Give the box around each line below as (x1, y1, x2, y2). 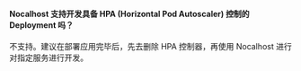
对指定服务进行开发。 (9, 52, 88, 63)
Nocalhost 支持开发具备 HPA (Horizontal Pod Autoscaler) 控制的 (9, 8, 250, 19)
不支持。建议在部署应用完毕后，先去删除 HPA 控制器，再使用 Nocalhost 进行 (9, 41, 292, 52)
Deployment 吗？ (9, 19, 75, 31)
